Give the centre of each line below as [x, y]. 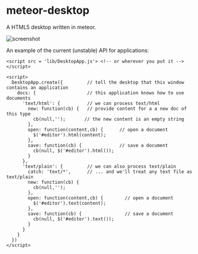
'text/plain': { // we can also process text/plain [99, 166]
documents [19, 98]
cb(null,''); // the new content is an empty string [109, 119]
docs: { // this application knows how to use [101, 93]
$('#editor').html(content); [70, 135]
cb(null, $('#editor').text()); [73, 219]
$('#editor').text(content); [70, 203]
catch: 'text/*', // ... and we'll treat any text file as [110, 172]
